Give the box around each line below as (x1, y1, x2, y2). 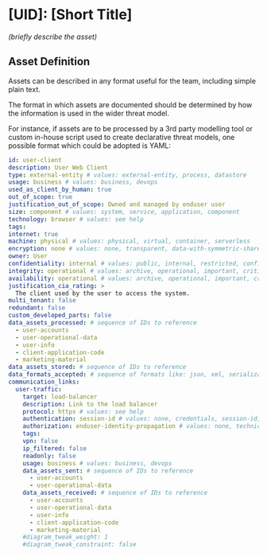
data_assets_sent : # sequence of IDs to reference (22, 467, 194, 475)
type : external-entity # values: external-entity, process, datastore (8, 171, 247, 179)
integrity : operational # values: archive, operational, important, (8, 266, 240, 275)
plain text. (8, 84, 41, 94)
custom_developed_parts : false (8, 312, 112, 320)
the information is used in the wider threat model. (8, 108, 169, 118)
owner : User (8, 252, 48, 260)
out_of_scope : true (8, 193, 73, 201)
